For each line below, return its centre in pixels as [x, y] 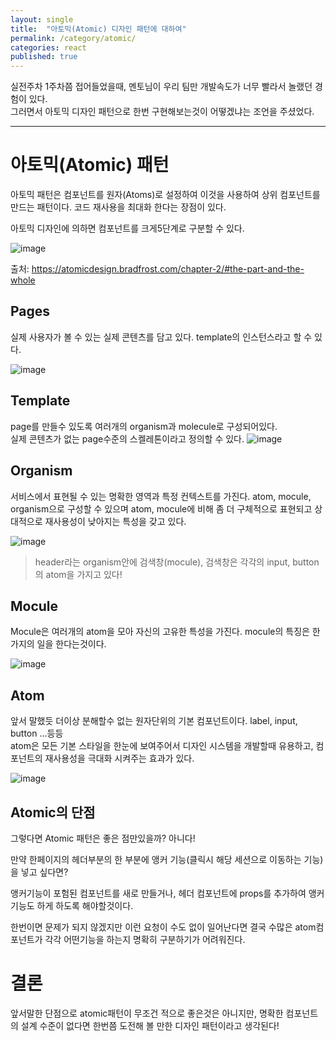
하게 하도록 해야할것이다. [85, 905]
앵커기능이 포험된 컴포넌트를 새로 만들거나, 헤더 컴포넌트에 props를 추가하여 [158, 893]
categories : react [48, 47]
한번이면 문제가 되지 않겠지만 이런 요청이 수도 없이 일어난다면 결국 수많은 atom [163, 927]
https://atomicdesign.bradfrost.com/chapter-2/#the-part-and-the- [168, 269]
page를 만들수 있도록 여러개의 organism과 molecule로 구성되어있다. [144, 426]
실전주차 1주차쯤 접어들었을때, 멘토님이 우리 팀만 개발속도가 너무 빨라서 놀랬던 [161, 87]
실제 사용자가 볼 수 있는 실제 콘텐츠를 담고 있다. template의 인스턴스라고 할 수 [161, 337]
